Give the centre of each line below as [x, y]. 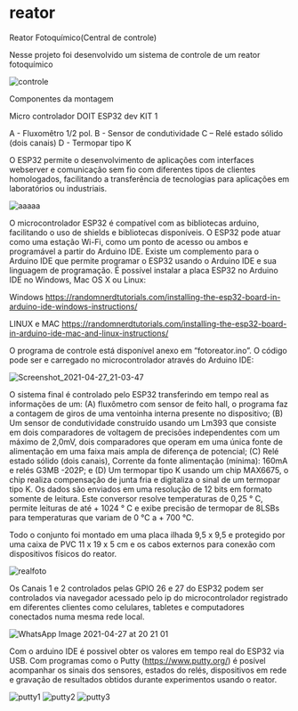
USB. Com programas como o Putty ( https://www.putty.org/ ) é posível [137, 660]
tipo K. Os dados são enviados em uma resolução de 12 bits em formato [141, 489]
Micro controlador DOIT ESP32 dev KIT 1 [84, 116]
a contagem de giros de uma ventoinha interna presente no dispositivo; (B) [146, 413]
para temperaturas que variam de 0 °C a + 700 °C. [101, 517]
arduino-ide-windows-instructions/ [73, 306]
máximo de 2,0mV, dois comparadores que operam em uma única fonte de [146, 441]
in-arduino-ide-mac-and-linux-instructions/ [89, 333]
